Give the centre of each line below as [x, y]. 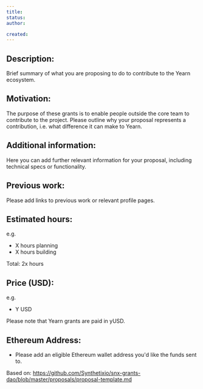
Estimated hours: [40, 219]
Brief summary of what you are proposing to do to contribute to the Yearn [98, 73]
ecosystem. [21, 80]
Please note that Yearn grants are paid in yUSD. [66, 321]
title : [15, 12]
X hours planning [36, 246]
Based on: [19, 373]
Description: [30, 59]
